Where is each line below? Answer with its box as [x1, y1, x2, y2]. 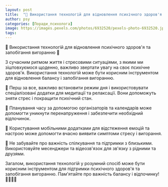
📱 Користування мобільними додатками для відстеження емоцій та [5, 125, 150, 131]
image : [5, 26, 19, 31]
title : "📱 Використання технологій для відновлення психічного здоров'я [5, 12, 162, 17]
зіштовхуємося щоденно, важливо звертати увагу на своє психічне [5, 64, 150, 70]
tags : [5, 30, 16, 35]
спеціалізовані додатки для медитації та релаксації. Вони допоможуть [5, 90, 156, 96]
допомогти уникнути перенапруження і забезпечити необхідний [5, 110, 143, 116]
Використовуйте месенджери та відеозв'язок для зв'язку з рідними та [5, 146, 156, 151]
